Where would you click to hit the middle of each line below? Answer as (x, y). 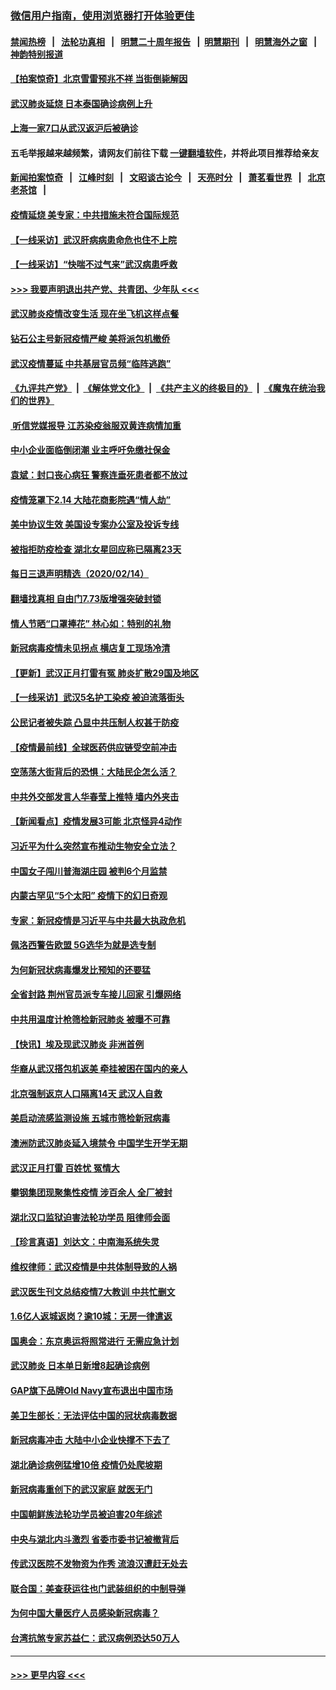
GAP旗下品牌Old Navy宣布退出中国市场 (91, 1390)
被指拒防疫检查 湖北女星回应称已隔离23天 (96, 549)
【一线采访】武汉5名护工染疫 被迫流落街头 (97, 698)
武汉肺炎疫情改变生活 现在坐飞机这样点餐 (95, 314)
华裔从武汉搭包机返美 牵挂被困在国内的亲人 (99, 1069)
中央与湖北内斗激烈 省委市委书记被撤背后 (95, 1539)
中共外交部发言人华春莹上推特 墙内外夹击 (95, 796)
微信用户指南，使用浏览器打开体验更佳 (102, 15)
